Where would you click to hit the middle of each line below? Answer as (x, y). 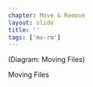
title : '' (24, 30)
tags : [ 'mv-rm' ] (34, 37)
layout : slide (31, 23)
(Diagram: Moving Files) (46, 60)
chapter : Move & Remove (47, 15)
